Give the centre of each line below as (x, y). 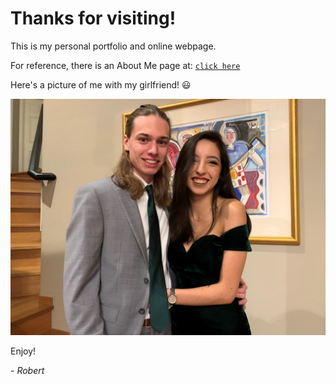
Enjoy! (23, 351)
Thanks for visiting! (93, 18)
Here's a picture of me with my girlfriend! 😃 (101, 84)
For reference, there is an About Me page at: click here (125, 65)
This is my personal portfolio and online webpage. (113, 46)
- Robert (27, 370)
